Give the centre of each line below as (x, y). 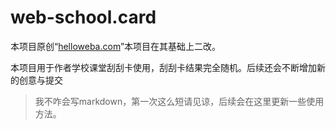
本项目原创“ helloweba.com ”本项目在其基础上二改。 (116, 46)
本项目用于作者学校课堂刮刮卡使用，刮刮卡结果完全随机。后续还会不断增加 (163, 67)
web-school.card (83, 17)
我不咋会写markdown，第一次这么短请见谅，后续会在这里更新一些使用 (179, 101)
